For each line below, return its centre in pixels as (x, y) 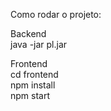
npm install (33, 85)
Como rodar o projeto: (56, 14)
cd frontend (34, 74)
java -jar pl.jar (39, 44)
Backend (28, 33)
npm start (30, 95)
